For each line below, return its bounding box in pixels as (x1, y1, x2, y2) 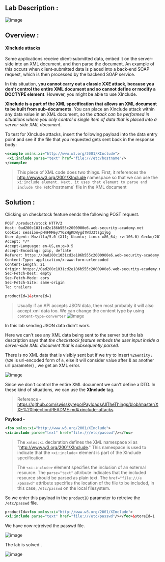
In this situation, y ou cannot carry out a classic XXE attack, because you (5, 81, 155, 87)
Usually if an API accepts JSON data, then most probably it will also (17, 302, 154, 309)
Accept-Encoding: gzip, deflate (5, 248, 71, 253)
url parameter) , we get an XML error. (5, 362, 81, 368)
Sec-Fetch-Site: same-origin (5, 280, 65, 285)
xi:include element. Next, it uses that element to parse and (17, 180, 147, 185)
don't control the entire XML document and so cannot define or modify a (5, 86, 156, 92)
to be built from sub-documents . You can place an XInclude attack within (5, 106, 155, 112)
